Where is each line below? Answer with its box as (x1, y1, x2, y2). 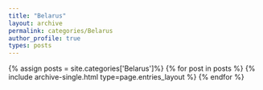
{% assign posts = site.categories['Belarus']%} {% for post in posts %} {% (8, 63, 256, 73)
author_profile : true (8, 34, 81, 43)
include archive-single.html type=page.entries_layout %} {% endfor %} (8, 72, 245, 82)
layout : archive (8, 19, 63, 27)
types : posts (8, 42, 52, 50)
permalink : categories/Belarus (8, 27, 113, 35)
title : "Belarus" (8, 11, 67, 20)
